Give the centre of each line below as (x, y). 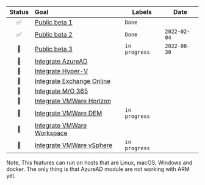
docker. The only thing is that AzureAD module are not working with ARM (98, 169)
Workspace (51, 133)
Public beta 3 (54, 49)
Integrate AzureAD (61, 61)
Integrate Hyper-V (61, 71)
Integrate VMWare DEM (68, 113)
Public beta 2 (54, 34)
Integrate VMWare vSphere (74, 145)
